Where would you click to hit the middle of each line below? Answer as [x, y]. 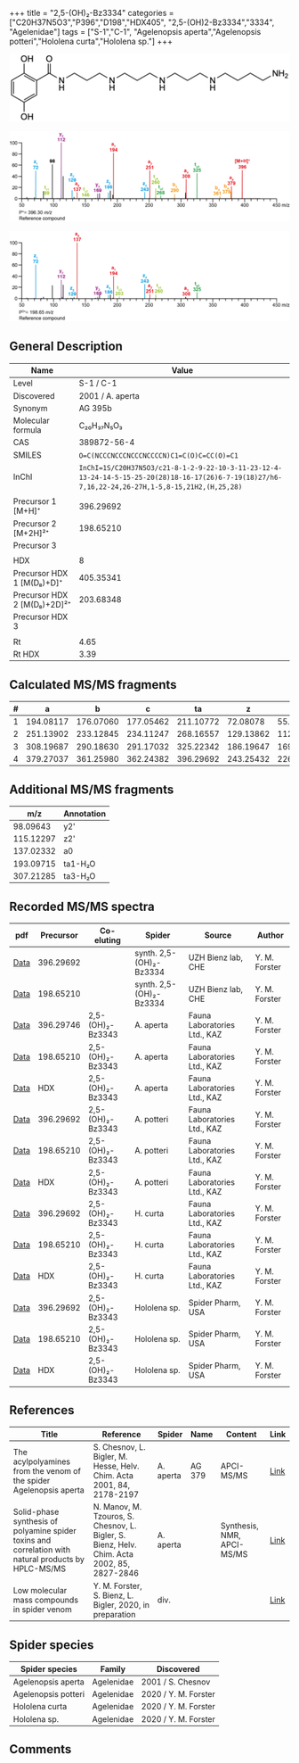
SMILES [27, 455]
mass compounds [45, 1600]
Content [241, 1434]
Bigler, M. [110, 1457]
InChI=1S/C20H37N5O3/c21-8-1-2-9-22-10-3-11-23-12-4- [181, 468]
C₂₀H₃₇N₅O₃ [101, 425]
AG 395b [96, 408]
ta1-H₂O [80, 864]
